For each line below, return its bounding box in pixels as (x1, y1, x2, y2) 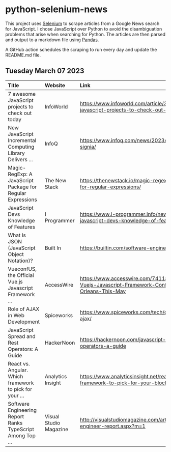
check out (8, 109, 32, 117)
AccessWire (44, 281, 74, 288)
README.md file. (5, 52, 41, 58)
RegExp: (8, 171, 28, 178)
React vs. (8, 360, 30, 367)
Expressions (8, 196, 37, 203)
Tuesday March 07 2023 (5, 67, 84, 75)
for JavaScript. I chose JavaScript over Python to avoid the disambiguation (5, 25, 162, 32)
